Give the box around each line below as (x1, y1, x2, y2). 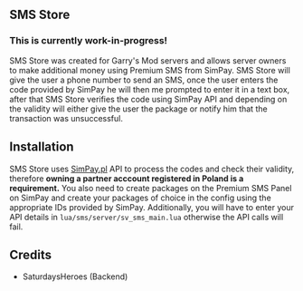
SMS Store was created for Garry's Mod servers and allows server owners (9, 54, 287, 66)
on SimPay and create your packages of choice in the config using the (9, 192, 271, 203)
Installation (9, 140, 74, 155)
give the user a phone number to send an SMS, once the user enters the (9, 74, 279, 85)
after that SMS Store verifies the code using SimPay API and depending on (9, 93, 288, 104)
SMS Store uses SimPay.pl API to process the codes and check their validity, (9, 163, 295, 174)
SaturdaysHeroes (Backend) (22, 271, 128, 282)
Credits (9, 247, 52, 262)
